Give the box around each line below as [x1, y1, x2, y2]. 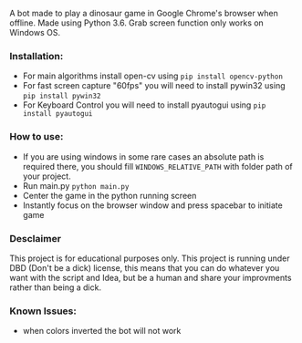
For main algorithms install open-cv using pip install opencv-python [22, 70, 283, 81]
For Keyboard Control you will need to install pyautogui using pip [22, 99, 266, 110]
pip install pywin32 [22, 91, 101, 101]
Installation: [9, 49, 64, 62]
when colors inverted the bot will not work [22, 326, 182, 337]
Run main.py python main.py [22, 180, 130, 191]
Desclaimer [9, 232, 62, 244]
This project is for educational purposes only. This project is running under [9, 253, 290, 264]
